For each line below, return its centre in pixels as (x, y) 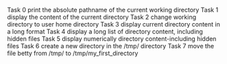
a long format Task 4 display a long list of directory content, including (105, 31)
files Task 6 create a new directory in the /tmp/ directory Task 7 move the (111, 46)
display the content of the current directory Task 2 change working (102, 17)
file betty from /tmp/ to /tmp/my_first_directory (73, 53)
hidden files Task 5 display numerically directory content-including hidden (112, 39)
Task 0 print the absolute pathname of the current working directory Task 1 (113, 10)
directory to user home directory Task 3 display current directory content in (114, 24)
